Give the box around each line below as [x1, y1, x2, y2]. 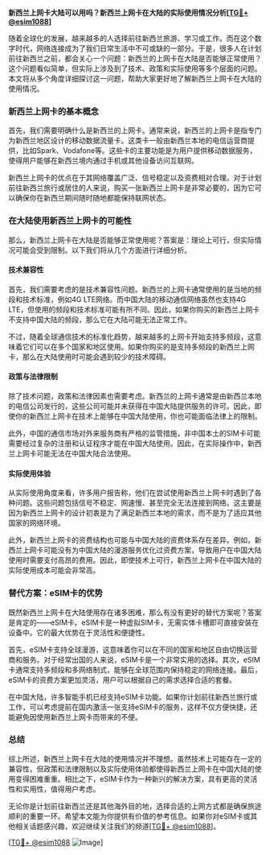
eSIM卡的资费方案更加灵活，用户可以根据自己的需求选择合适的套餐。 [8, 675, 237, 684]
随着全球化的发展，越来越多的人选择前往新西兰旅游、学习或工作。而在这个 [8, 34, 255, 43]
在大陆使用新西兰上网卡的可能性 [8, 215, 133, 226]
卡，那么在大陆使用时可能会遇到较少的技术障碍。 [8, 352, 170, 361]
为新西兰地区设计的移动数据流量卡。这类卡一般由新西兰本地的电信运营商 [8, 136, 247, 146]
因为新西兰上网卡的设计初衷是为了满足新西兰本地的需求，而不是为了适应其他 [8, 508, 262, 518]
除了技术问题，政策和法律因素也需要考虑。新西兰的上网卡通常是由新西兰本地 [8, 391, 262, 401]
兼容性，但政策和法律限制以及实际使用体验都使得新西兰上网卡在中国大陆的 [8, 764, 255, 774]
